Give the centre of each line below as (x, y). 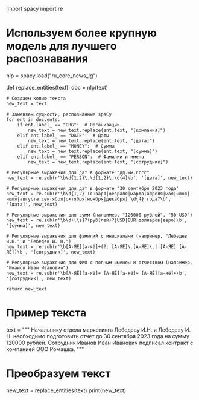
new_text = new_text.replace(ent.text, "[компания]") (97, 130)
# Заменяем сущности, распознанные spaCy (59, 114)
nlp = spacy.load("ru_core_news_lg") (52, 76)
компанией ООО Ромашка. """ (45, 349)
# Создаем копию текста (36, 98)
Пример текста (46, 313)
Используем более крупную (81, 33)
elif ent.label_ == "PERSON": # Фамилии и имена (81, 157)
